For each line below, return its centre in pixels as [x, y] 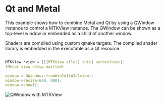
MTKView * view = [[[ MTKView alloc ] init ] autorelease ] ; [65, 62]
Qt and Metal [33, 9]
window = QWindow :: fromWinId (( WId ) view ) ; [49, 76]
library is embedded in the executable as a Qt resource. [63, 48]
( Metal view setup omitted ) [35, 67]
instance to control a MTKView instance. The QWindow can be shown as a [83, 28]
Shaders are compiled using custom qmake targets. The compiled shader [81, 43]
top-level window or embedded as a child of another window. [69, 33]
